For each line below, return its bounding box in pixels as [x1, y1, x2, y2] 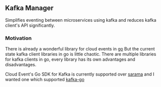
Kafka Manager [5, 4, 54, 12]
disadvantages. [5, 62, 37, 68]
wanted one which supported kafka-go [5, 77, 85, 83]
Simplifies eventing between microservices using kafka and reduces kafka [5, 17, 157, 23]
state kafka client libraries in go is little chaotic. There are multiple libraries [5, 51, 157, 57]
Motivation [5, 35, 32, 42]
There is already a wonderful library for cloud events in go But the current [5, 46, 155, 52]
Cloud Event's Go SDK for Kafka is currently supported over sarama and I [5, 71, 155, 77]
